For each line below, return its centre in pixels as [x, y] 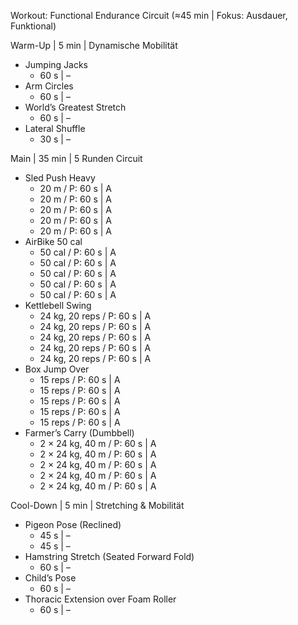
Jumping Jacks [56, 64]
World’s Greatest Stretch [75, 107]
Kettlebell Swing [58, 305]
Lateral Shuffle [55, 128]
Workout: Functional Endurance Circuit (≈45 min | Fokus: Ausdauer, [149, 15]
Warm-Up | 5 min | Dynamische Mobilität [94, 45]
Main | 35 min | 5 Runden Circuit [76, 158]
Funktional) [33, 26]
